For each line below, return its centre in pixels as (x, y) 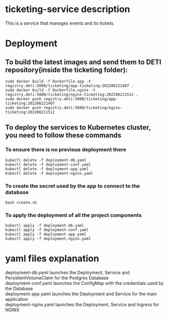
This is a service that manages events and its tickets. (60, 23)
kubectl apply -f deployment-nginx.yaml (48, 239)
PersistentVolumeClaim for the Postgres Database (57, 278)
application (17, 299)
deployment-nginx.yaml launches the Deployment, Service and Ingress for (82, 304)
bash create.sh (21, 202)
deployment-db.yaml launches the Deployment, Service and (67, 273)
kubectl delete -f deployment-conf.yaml (48, 164)
